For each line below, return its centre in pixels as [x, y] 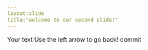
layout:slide [26, 13]
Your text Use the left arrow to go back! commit [74, 39]
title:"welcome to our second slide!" [63, 20]
